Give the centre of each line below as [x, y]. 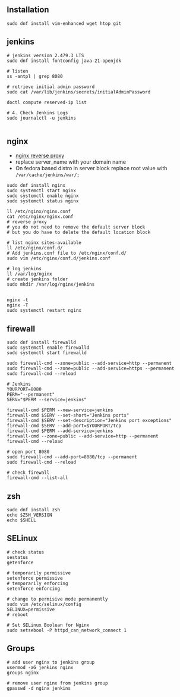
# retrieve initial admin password [51, 87]
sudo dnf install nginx [36, 186]
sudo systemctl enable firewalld [48, 348]
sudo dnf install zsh [34, 510]
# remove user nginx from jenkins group [58, 683]
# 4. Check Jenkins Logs [37, 112]
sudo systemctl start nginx [42, 191]
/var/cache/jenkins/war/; [47, 175]
